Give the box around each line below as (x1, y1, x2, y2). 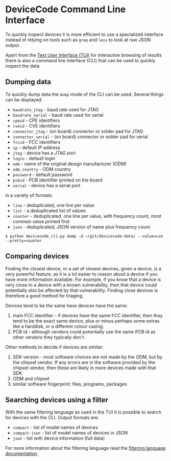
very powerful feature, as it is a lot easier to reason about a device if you (5, 271, 158, 277)
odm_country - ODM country (12, 166, 71, 172)
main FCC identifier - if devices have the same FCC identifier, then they (12, 312, 163, 318)
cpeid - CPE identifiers (12, 117, 60, 123)
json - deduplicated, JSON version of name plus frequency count (12, 223, 151, 230)
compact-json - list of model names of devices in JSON (12, 430, 128, 436)
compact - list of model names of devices (12, 424, 98, 430)
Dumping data (5, 78, 52, 86)
